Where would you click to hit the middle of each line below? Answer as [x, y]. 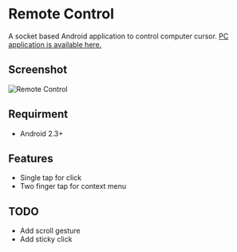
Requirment [38, 114]
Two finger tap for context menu [73, 186]
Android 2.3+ [41, 134]
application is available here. [55, 44]
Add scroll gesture [50, 231]
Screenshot [38, 70]
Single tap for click [51, 178]
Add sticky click [46, 239]
